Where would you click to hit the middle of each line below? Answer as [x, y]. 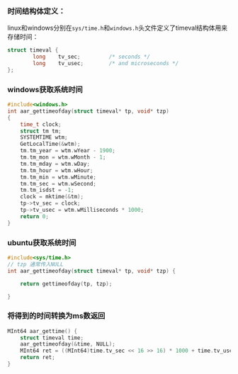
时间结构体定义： [36, 11]
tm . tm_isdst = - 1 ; [47, 190]
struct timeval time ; [52, 338]
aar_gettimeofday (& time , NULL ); [68, 344]
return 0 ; [35, 216]
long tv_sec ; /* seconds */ [92, 57]
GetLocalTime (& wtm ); [50, 144]
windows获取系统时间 [45, 89]
